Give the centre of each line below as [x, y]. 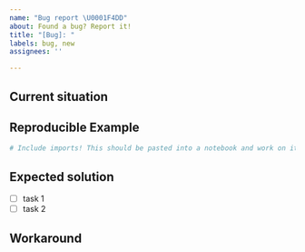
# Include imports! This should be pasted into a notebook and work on [148, 148]
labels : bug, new [42, 43]
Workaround [46, 238]
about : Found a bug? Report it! [70, 26]
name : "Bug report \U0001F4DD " [69, 18]
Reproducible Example [74, 127]
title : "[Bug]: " [42, 35]
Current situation [59, 96]
